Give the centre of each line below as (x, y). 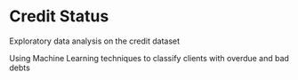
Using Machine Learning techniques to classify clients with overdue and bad (149, 58)
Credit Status (59, 16)
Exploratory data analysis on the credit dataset (95, 41)
